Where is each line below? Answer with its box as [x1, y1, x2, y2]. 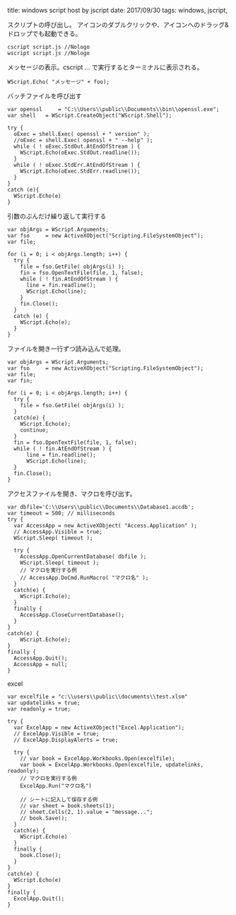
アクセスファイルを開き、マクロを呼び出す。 [7, 489, 136, 498]
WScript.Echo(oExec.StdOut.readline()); [20, 149, 141, 156]
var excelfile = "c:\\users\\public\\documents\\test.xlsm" [7, 693, 189, 700]
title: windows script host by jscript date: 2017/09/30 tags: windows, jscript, [7, 6, 228, 14]
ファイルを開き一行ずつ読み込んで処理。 [7, 344, 125, 353]
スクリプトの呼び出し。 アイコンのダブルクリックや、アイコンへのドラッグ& [7, 21, 230, 29]
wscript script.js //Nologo [7, 49, 90, 57]
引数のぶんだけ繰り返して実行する [7, 212, 107, 220]
